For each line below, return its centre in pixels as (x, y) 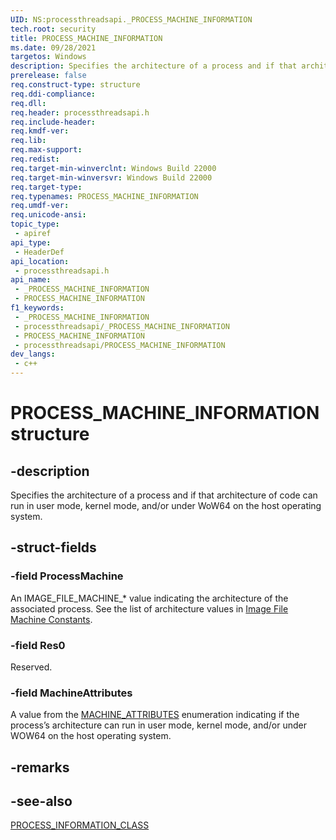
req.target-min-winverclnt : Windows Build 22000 (113, 168)
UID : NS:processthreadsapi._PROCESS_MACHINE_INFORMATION (131, 19)
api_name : (31, 280)
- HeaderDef (39, 252)
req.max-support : (46, 150)
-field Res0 (38, 645)
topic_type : (35, 224)
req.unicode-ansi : (48, 215)
